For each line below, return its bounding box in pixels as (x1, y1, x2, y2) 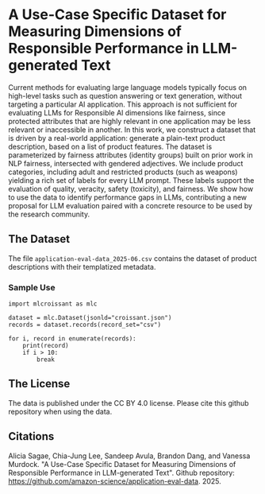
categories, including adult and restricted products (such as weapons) (8, 167, 238, 177)
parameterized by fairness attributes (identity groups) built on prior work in (8, 150, 254, 160)
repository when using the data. (8, 406, 113, 416)
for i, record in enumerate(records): (8, 335, 136, 343)
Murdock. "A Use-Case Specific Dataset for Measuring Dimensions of (8, 459, 236, 469)
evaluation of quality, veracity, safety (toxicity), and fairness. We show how (8, 184, 254, 193)
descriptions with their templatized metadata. (8, 262, 156, 271)
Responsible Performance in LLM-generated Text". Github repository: (8, 468, 236, 477)
